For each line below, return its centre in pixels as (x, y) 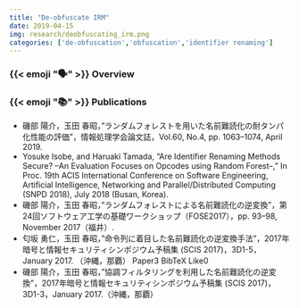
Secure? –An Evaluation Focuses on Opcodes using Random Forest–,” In (154, 166)
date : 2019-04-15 (42, 26)
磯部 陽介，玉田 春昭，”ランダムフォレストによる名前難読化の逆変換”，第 (154, 205)
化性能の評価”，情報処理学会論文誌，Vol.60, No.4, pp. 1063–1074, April (152, 137)
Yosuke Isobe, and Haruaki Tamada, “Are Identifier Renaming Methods (151, 156)
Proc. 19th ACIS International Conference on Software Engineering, (145, 176)
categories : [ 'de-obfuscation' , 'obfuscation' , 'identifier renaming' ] (141, 42)
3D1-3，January (52, 295)
